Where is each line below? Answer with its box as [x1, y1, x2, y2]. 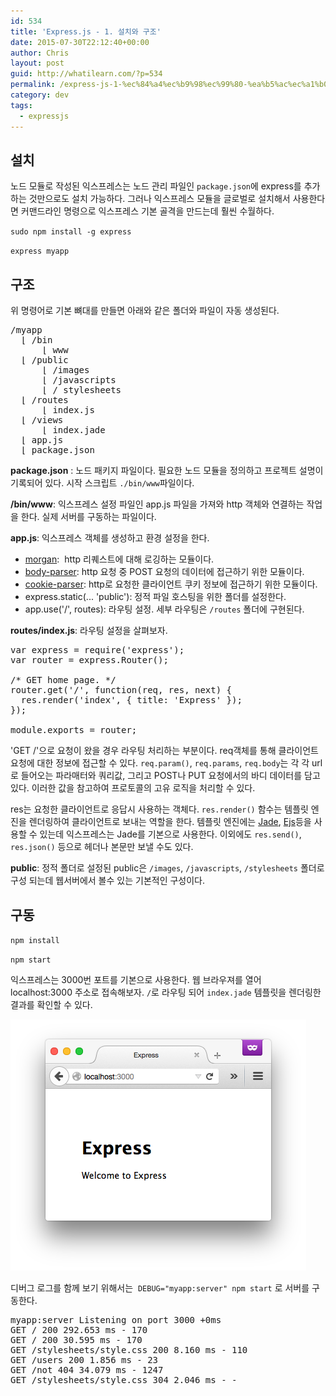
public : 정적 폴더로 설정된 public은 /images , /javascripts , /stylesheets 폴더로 [10, 862, 325, 874]
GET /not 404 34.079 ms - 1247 [10, 1364, 164, 1375]
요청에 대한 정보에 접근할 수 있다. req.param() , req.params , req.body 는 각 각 [10, 757, 310, 769]
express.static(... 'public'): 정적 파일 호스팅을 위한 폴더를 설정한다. [24, 591, 287, 603]
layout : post [10, 58, 65, 69]
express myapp [10, 246, 70, 257]
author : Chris [10, 48, 70, 58]
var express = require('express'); [10, 645, 185, 656]
